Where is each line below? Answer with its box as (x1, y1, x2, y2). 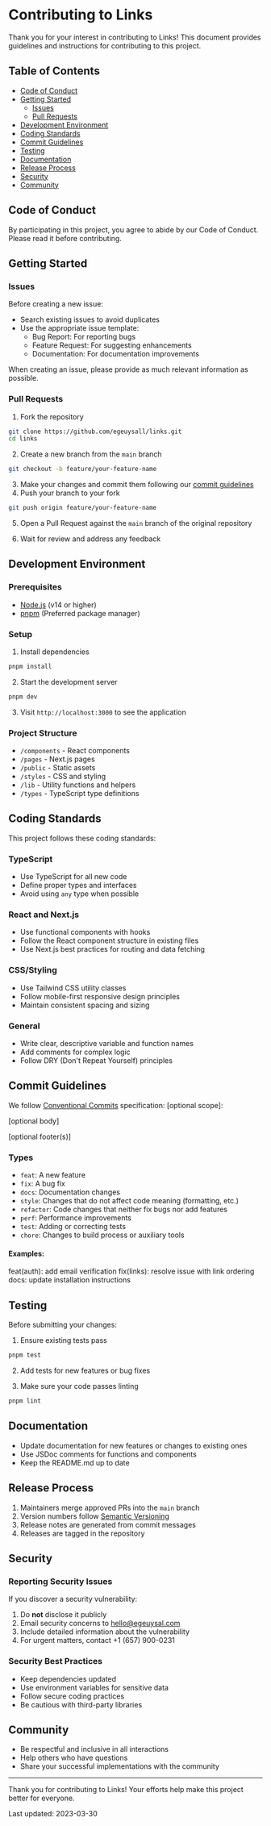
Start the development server (19, 677, 119, 686)
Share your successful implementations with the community (19, 1761, 220, 1771)
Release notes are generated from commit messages (19, 1520, 196, 1529)
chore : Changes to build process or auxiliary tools (19, 1230, 185, 1240)
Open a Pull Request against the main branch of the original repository (19, 519, 252, 528)
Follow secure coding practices (19, 1691, 125, 1701)
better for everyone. (8, 1793, 75, 1803)
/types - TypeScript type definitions (19, 789, 140, 798)
